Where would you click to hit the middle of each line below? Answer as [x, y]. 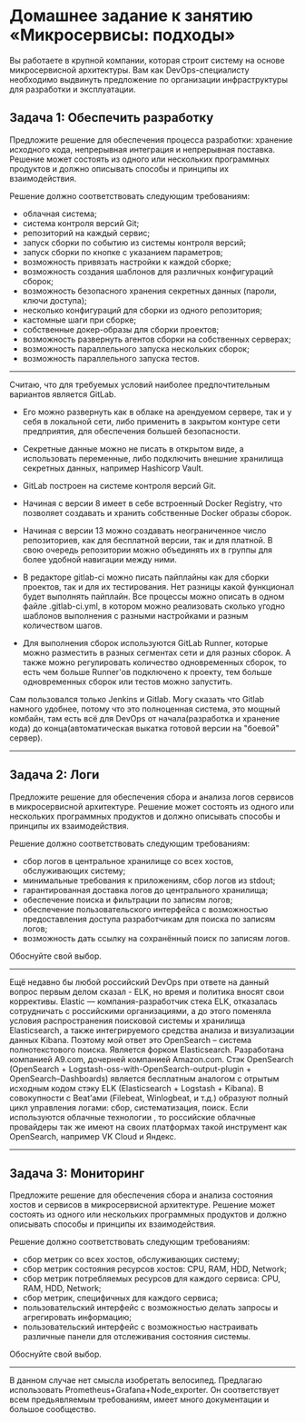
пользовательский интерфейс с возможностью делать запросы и [150, 1308]
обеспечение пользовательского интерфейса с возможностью [145, 909]
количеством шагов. [62, 625]
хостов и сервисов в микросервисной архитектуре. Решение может [143, 1205]
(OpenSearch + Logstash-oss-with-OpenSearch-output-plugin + [131, 1069]
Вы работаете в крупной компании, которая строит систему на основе [147, 60]
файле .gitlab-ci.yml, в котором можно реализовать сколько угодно [154, 606]
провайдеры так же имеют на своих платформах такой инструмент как [148, 1127]
